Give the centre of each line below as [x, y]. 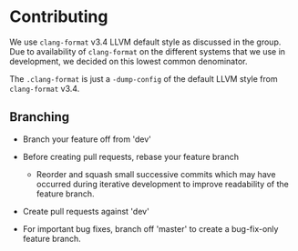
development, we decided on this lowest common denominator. [128, 61]
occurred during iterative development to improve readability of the [162, 184]
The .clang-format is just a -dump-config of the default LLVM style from [144, 78]
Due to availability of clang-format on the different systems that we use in [147, 51]
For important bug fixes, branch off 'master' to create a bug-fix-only [150, 228]
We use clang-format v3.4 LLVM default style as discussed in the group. [145, 42]
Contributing [59, 17]
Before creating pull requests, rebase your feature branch [131, 156]
